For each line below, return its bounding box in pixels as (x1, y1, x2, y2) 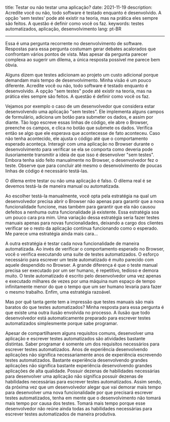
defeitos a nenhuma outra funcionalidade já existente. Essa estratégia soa (5, 209, 159, 215)
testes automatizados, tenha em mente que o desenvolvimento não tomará (5, 395, 161, 401)
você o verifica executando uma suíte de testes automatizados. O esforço (5, 251, 159, 257)
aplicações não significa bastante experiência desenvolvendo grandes (5, 363, 152, 368)
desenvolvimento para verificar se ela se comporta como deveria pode (5, 147, 153, 152)
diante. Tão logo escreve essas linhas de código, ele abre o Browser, (5, 119, 149, 125)
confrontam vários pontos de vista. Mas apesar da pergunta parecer (5, 51, 148, 57)
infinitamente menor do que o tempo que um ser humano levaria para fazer (5, 284, 162, 290)
